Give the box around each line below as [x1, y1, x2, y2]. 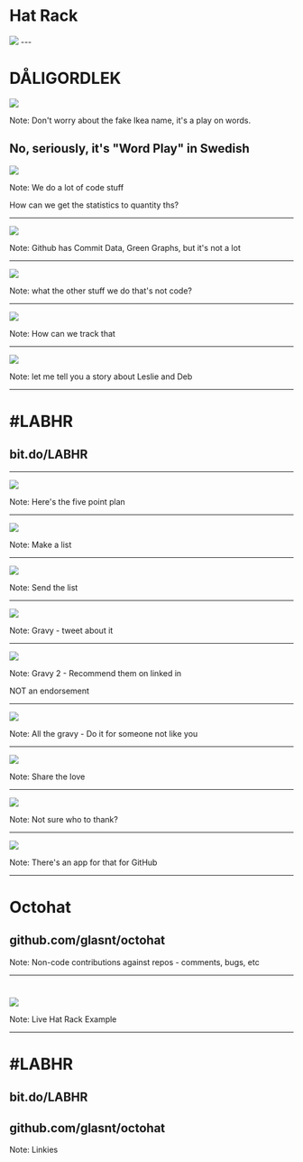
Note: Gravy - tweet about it [9, 625, 114, 636]
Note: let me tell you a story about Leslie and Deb [9, 371, 193, 382]
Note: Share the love [9, 771, 86, 782]
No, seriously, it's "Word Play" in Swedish [9, 141, 250, 156]
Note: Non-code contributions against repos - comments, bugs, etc [9, 956, 260, 967]
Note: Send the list [9, 581, 78, 592]
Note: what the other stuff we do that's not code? [9, 285, 192, 296]
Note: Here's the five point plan [9, 496, 126, 507]
